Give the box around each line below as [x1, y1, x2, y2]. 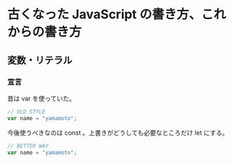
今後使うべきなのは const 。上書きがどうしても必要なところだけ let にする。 [7, 128, 229, 137]
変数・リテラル [7, 54, 73, 66]
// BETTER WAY [7, 142, 49, 150]
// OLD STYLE [7, 108, 46, 115]
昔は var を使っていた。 [7, 94, 76, 103]
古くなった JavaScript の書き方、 [7, 6, 202, 22]
